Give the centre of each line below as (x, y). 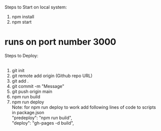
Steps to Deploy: (21, 55)
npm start (21, 22)
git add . (20, 81)
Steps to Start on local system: (36, 7)
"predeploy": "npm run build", (42, 118)
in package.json (28, 112)
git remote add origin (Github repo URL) (52, 76)
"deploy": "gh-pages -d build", (43, 123)
